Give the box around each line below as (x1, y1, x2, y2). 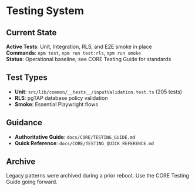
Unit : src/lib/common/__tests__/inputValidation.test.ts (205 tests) (14, 88, 182, 95)
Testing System (6, 4, 84, 18)
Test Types (6, 72, 48, 83)
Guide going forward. (6, 178, 58, 186)
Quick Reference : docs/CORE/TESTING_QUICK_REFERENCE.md (14, 139, 154, 146)
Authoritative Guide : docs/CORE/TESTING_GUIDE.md (14, 133, 136, 140)
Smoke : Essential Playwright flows (14, 100, 99, 108)
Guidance (6, 118, 42, 128)
